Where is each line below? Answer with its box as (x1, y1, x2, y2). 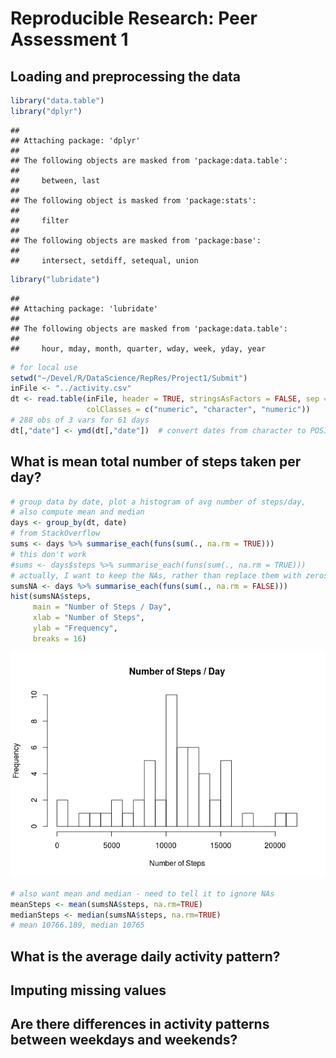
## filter (10, 215, 70, 226)
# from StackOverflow (10, 528, 101, 539)
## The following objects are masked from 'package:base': (10, 235, 262, 246)
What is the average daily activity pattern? (10, 948, 281, 965)
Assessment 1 (10, 28, 129, 51)
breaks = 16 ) (32, 633, 87, 644)
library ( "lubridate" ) (10, 274, 101, 284)
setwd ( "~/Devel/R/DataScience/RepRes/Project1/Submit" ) (10, 373, 248, 383)
